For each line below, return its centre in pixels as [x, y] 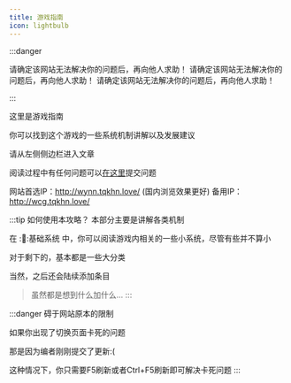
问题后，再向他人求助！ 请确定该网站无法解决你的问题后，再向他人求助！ [142, 80]
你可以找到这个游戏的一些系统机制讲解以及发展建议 [102, 134]
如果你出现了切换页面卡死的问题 [67, 332]
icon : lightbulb [39, 26]
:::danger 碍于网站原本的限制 [61, 313]
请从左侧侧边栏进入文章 [52, 153]
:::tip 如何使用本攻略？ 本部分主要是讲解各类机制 [97, 219]
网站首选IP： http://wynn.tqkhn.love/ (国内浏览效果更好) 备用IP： [126, 191]
